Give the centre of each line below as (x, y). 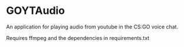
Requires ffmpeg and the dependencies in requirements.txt (78, 38)
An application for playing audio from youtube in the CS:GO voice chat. (92, 27)
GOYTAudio (36, 11)
